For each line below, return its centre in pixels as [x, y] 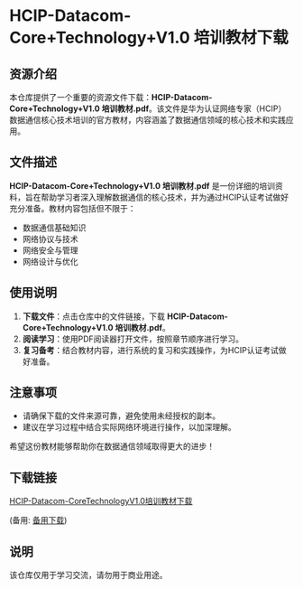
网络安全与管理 [50, 250]
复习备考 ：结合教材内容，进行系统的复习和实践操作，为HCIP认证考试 [151, 350]
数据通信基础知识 [54, 228]
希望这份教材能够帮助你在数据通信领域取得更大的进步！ [112, 446]
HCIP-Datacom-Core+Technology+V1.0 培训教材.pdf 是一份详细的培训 [142, 185]
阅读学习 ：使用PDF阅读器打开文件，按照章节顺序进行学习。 [133, 339]
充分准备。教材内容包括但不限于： [73, 208]
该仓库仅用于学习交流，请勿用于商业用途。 [88, 575]
